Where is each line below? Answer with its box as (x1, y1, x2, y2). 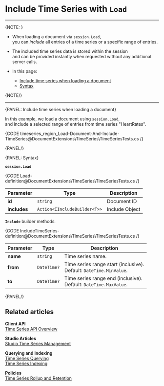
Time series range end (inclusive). (64, 275, 143, 282)
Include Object (106, 205, 141, 212)
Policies (5, 370, 22, 376)
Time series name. (64, 253, 107, 260)
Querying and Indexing (5, 350, 53, 356)
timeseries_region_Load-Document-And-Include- (20, 131, 120, 136)
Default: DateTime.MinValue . (64, 267, 128, 273)
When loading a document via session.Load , (12, 33, 102, 40)
